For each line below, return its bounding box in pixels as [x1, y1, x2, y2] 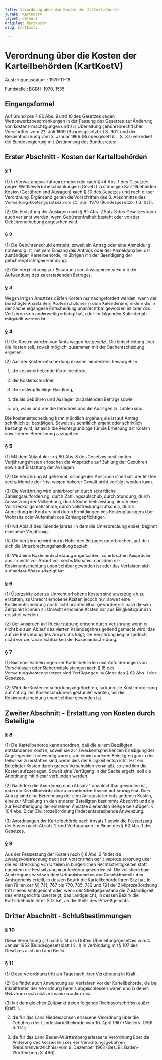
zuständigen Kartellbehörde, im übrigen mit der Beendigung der [5, 252, 133, 258]
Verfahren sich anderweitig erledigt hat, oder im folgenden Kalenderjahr [5, 311, 148, 317]
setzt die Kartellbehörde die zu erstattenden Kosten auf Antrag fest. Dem [5, 788, 150, 794]
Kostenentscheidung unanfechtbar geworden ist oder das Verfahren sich [5, 563, 150, 569]
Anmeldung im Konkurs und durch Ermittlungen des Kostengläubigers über [5, 508, 155, 515]
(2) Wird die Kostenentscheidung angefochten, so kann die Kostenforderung [5, 685, 157, 690]
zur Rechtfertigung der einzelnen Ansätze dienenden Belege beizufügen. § [5, 803, 154, 809]
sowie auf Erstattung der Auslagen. [5, 464, 75, 470]
